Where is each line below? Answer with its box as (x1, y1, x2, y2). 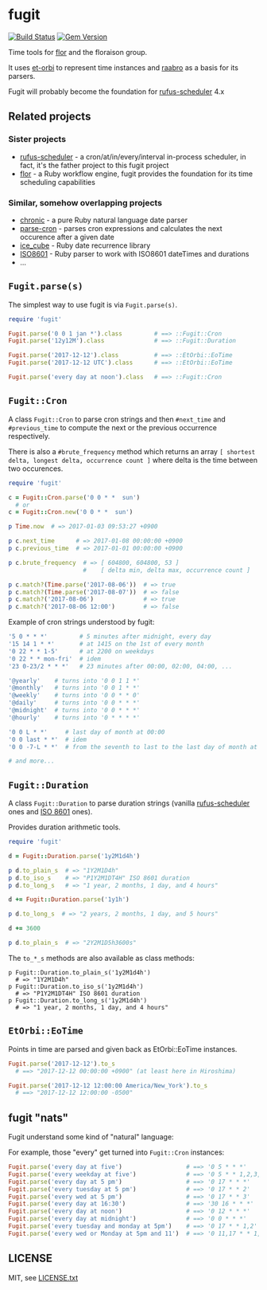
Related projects (8, 110, 91, 124)
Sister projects (8, 134, 66, 145)
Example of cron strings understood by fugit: (8, 618, 155, 627)
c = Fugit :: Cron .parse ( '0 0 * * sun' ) (8, 493, 141, 501)
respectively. (8, 431, 50, 441)
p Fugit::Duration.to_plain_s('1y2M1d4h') (8, 968, 151, 977)
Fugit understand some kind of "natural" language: (8, 1132, 174, 1142)
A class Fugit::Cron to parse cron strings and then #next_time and (8, 414, 226, 424)
